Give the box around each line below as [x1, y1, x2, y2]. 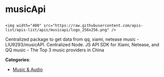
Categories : [5, 57, 31, 63]
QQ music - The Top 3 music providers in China [5, 47, 104, 53]
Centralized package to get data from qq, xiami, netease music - [5, 36, 139, 42]
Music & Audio [12, 66, 43, 72]
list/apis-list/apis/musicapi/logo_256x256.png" [5, 28, 110, 33]
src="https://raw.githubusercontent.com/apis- [43, 23, 143, 28]
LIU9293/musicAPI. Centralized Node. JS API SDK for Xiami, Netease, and [5, 42, 159, 48]
